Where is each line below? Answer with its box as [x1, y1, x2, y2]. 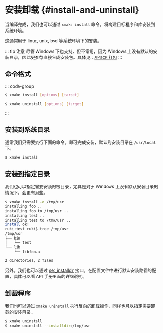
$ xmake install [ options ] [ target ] [5, 92, 79, 97]
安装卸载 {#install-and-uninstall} [5, 4, 140, 16]
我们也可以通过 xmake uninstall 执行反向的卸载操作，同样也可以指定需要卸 [5, 303, 156, 309]
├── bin [5, 236, 21, 240]
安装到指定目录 [5, 170, 50, 178]
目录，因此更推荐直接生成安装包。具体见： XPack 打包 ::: [9, 54, 123, 60]
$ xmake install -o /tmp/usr [5, 200, 64, 204]
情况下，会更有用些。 [5, 190, 48, 195]
